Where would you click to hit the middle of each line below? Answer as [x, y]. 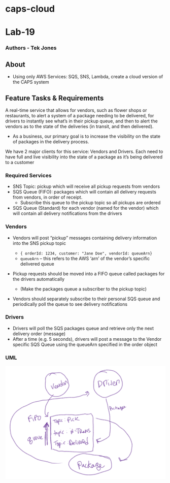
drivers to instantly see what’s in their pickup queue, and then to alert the [82, 121]
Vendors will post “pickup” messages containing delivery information [85, 238]
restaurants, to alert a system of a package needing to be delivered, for [80, 115]
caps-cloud [30, 9]
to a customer [20, 162]
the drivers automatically [39, 279]
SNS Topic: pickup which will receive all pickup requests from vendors [86, 186]
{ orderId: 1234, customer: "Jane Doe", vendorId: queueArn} [86, 253]
